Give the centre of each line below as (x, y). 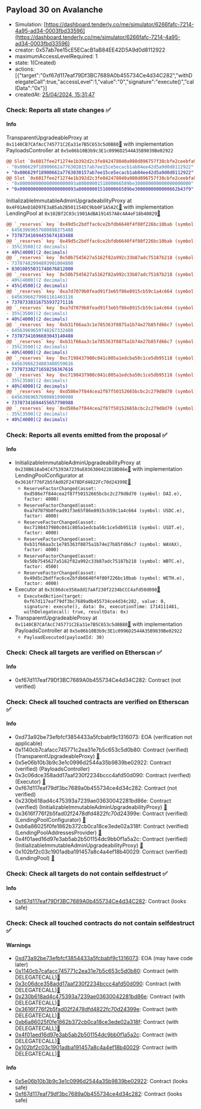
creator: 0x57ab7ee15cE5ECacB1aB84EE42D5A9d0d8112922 (90, 50)
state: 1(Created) (35, 62)
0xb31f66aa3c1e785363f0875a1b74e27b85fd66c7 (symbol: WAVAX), (103, 544)
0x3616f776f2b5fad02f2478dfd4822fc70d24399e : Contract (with (96, 1009)
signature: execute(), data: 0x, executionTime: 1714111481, (101, 606)
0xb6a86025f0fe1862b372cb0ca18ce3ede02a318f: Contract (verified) (102, 827)
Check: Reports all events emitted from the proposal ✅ (87, 435)
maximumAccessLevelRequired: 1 (56, 56)
